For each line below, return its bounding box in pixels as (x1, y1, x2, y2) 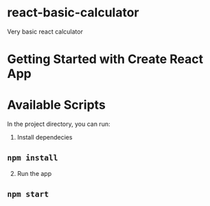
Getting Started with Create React (7, 51, 204, 67)
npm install (7, 153, 58, 163)
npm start (7, 190, 49, 199)
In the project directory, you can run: (7, 120, 110, 128)
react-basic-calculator (7, 5, 139, 21)
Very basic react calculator (7, 27, 84, 36)
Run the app (16, 169, 52, 177)
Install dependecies (16, 133, 73, 142)
